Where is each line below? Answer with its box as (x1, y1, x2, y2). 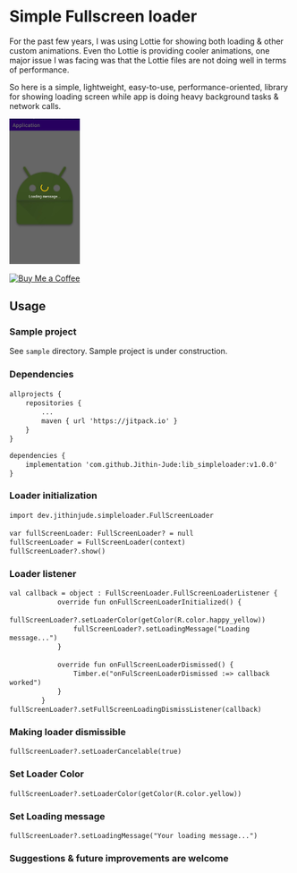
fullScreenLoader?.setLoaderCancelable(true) (9, 747, 182, 757)
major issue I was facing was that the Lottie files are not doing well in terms (9, 55, 287, 65)
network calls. (9, 100, 62, 111)
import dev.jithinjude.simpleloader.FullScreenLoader (9, 511, 215, 520)
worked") (9, 678, 42, 688)
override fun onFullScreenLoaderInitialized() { (56, 598, 242, 607)
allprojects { (9, 389, 63, 399)
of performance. (9, 64, 70, 75)
